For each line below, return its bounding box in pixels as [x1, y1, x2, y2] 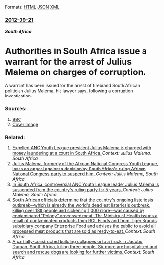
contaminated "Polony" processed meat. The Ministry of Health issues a [12, 213, 158, 218]
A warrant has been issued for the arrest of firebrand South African [5, 83, 140, 89]
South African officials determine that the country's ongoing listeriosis [12, 197, 154, 203]
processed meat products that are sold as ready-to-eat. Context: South [12, 228, 155, 234]
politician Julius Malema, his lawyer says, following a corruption [5, 88, 133, 94]
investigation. [5, 93, 32, 99]
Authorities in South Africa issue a [5, 46, 147, 57]
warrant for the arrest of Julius [5, 56, 132, 67]
